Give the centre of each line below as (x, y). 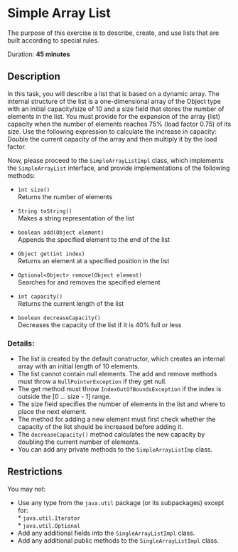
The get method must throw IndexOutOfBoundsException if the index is (119, 389)
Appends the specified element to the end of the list (94, 239)
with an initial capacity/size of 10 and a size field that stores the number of (116, 109)
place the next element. (52, 412)
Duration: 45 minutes (39, 54)
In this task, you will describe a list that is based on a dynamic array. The (114, 93)
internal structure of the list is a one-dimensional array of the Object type (114, 101)
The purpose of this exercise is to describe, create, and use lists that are (113, 33)
